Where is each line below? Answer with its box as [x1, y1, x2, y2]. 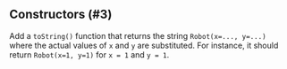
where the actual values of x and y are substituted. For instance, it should [9, 40, 279, 50]
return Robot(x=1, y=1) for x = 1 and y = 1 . [9, 49, 170, 60]
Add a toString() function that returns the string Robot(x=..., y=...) [9, 30, 266, 41]
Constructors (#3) [9, 7, 113, 22]
